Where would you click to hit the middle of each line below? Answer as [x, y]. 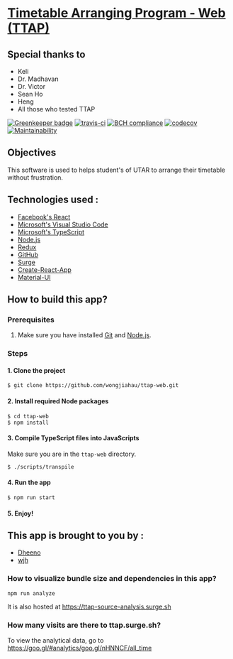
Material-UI [34, 277]
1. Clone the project [36, 370]
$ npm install [28, 423]
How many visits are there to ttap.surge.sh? [84, 625]
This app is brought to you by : [75, 536]
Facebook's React [44, 217]
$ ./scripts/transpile [41, 467]
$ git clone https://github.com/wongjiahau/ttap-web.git [93, 386]
